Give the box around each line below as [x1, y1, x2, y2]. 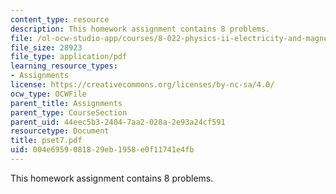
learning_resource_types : [10, 61, 118, 71]
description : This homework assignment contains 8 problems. [10, 24, 271, 34]
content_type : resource [10, 14, 110, 25]
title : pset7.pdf [10, 136, 83, 146]
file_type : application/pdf [10, 52, 128, 62]
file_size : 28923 [10, 42, 83, 53]
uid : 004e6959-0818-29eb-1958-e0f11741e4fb [10, 145, 195, 155]
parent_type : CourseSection [10, 107, 128, 118]
